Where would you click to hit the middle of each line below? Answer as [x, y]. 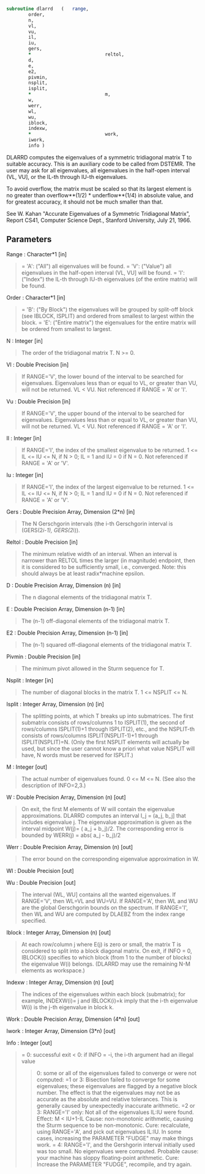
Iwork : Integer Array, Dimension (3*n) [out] [61, 1031]
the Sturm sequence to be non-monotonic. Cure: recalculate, [114, 1125]
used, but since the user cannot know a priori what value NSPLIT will [108, 749]
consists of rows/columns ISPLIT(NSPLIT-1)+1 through [90, 735]
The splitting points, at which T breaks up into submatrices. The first [107, 716]
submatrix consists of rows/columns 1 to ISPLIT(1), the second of [103, 722]
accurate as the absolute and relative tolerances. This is [107, 1099]
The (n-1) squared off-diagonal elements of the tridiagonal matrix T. [106, 644]
